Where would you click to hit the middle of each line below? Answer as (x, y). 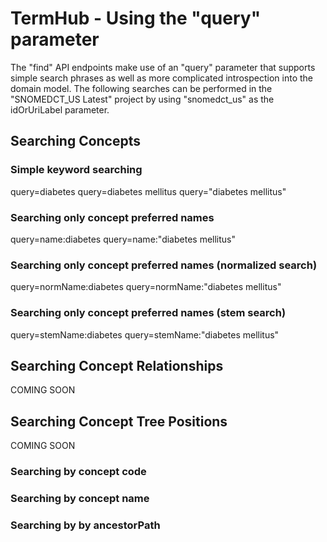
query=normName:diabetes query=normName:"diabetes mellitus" (146, 287)
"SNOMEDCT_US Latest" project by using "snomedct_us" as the (142, 99)
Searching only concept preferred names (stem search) (148, 313)
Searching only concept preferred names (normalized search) (164, 265)
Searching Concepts (76, 141)
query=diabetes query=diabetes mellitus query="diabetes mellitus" (148, 191)
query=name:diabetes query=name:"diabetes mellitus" (123, 239)
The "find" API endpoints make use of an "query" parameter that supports (163, 67)
